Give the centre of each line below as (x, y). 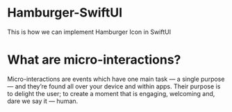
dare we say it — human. (43, 101)
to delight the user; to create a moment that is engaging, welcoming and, (111, 93)
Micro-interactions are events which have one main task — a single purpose (116, 79)
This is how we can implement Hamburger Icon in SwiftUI (89, 32)
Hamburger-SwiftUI (65, 13)
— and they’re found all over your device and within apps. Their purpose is (114, 86)
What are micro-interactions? (94, 60)
